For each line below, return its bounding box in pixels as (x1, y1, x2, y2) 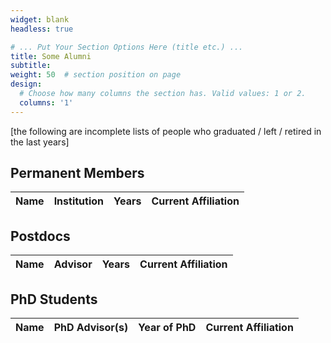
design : (10, 79, 43, 90)
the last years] (10, 136, 70, 148)
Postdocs (10, 227, 71, 245)
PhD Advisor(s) (53, 321, 129, 335)
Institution (53, 194, 105, 208)
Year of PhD (138, 321, 197, 335)
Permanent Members (10, 165, 145, 182)
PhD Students (10, 291, 98, 308)
